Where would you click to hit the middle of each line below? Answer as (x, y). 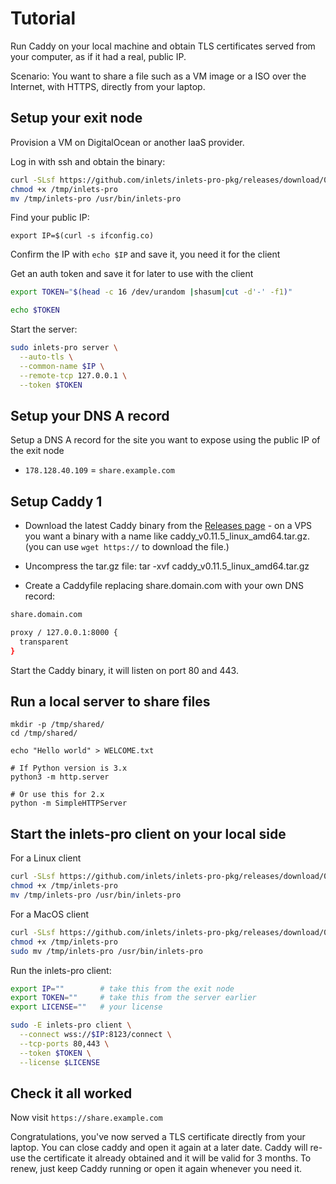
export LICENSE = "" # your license (86, 1007)
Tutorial (43, 18)
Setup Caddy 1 (56, 501)
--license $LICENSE (60, 1062)
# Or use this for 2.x (57, 795)
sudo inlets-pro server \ (64, 348)
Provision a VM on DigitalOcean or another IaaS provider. (127, 142)
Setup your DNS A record (90, 415)
